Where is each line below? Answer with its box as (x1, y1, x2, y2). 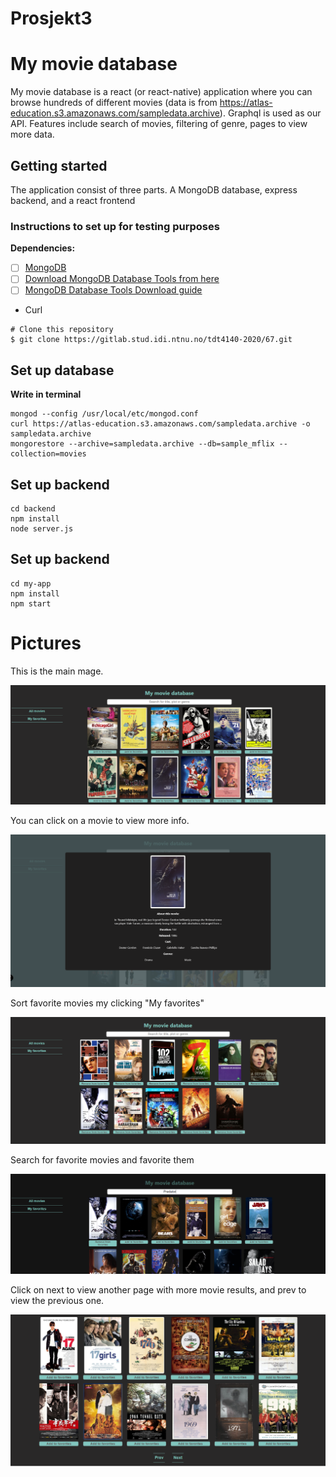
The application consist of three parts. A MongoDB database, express (10, 183, 298, 196)
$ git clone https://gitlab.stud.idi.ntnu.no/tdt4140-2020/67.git (10, 335, 293, 345)
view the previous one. (10, 1295, 105, 1307)
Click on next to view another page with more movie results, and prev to (10, 1284, 307, 1296)
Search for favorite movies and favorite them (10, 1154, 195, 1166)
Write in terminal (10, 388, 82, 401)
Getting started (10, 157, 108, 174)
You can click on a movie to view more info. (10, 815, 190, 827)
